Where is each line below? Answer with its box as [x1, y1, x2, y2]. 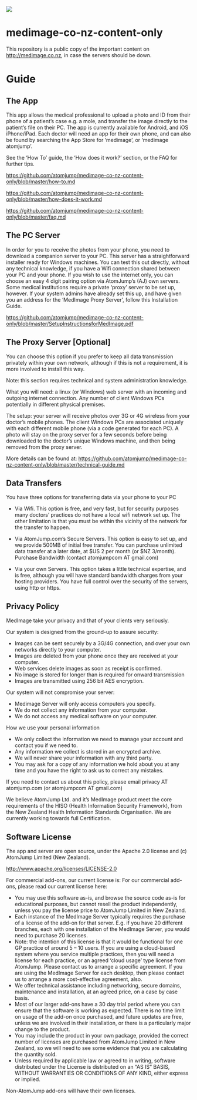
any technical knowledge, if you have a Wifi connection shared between [6, 265, 181, 272]
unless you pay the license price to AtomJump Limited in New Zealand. [14, 907, 186, 914]
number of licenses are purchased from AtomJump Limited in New [14, 1038, 176, 1045]
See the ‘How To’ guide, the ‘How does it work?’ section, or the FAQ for [6, 154, 178, 161]
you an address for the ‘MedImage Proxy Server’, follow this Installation [6, 296, 178, 303]
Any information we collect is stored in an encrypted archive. [14, 748, 162, 755]
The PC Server [6, 230, 60, 240]
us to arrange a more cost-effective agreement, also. [14, 976, 142, 983]
